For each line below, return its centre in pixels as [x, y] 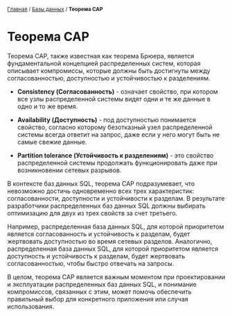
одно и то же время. [47, 106]
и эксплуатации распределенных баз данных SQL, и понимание [102, 284]
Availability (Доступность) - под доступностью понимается [106, 119]
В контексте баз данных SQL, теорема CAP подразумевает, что [101, 183]
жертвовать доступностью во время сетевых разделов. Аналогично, [110, 241]
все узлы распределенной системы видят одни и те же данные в [114, 99]
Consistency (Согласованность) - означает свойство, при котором [117, 91]
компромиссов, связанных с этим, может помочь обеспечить [99, 292]
